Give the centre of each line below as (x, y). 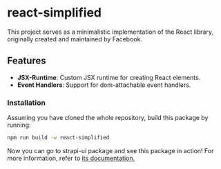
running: (19, 125)
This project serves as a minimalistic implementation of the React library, (110, 32)
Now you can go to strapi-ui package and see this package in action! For (110, 150)
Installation (27, 103)
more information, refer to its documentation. (71, 158)
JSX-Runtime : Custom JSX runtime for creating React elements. (109, 77)
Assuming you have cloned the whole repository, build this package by (108, 118)
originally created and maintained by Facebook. (75, 39)
